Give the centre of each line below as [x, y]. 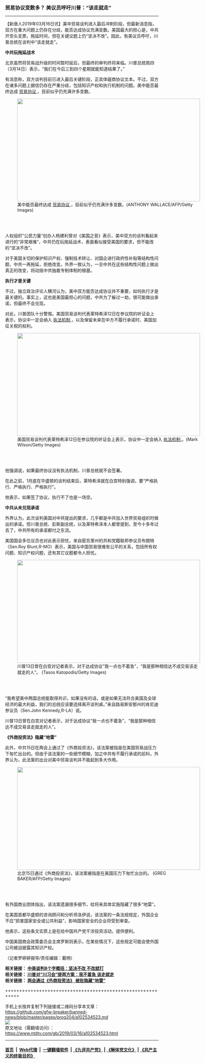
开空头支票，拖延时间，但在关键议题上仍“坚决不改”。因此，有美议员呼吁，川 [82, 36]
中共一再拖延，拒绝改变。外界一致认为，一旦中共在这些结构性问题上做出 [86, 264]
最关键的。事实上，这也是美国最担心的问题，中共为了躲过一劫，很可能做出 [80, 297]
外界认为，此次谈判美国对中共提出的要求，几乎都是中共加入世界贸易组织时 [80, 518]
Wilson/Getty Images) [39, 445]
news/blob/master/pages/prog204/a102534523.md [57, 1017]
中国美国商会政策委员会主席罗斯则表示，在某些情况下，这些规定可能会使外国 [82, 942]
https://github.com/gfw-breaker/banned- [46, 1012]
